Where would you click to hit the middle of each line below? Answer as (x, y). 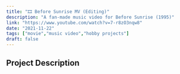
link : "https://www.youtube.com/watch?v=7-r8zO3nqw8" (75, 22)
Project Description (43, 63)
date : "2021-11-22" (30, 28)
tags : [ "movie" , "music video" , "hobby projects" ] (68, 34)
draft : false (22, 39)
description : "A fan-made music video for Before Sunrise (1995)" (90, 17)
